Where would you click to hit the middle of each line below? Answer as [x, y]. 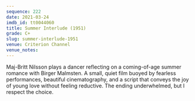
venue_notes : [22, 50]
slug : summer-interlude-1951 [42, 39]
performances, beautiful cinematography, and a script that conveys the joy [97, 79]
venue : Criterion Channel [38, 45]
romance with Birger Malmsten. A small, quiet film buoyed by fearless [91, 73]
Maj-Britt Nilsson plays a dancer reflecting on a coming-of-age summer [94, 67]
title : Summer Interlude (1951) [46, 28]
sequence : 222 [24, 12]
